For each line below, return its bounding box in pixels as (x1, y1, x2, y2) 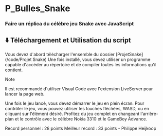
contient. (5, 67, 23, 73)
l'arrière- (140, 111, 158, 117)
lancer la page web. (5, 91, 45, 97)
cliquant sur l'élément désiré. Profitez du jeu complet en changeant (5, 111, 140, 117)
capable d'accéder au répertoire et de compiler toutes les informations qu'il (5, 61, 157, 67)
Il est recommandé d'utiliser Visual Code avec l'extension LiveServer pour (5, 86, 153, 92)
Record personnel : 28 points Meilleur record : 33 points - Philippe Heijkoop (5, 125, 157, 131)
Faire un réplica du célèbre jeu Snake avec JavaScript (5, 20, 134, 27)
